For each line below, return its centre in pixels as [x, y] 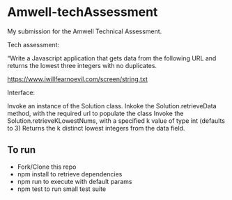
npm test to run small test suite [62, 189]
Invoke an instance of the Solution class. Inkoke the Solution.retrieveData [112, 106]
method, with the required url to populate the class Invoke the [95, 113]
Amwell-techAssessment [83, 12]
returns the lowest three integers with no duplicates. [82, 65]
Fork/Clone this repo [47, 167]
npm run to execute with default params [75, 181]
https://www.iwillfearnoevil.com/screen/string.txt [78, 79]
